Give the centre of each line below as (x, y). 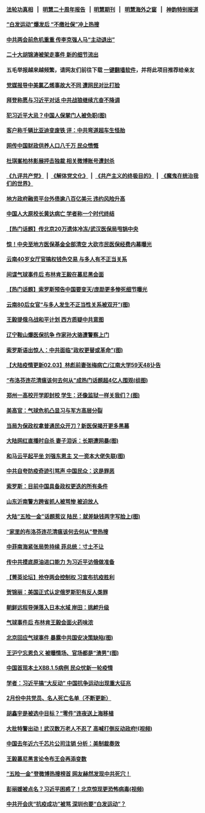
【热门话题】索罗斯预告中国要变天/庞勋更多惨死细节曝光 (77, 289)
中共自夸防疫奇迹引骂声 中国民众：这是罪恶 (60, 471)
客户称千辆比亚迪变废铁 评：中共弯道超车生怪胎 (66, 130)
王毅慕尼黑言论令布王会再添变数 (46, 759)
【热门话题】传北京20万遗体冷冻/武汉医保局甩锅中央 (72, 229)
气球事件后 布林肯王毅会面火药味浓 (50, 622)
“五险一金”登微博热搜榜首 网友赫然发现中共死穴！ (69, 774)
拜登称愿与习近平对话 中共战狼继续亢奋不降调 (63, 100)
